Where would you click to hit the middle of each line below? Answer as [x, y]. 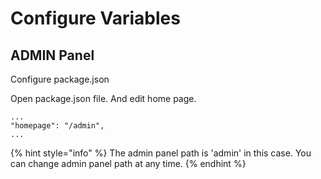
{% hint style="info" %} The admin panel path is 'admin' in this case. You [161, 153]
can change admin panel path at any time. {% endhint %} [128, 163]
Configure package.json [60, 79]
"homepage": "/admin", [57, 126]
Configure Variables [95, 18]
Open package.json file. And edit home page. [103, 98]
